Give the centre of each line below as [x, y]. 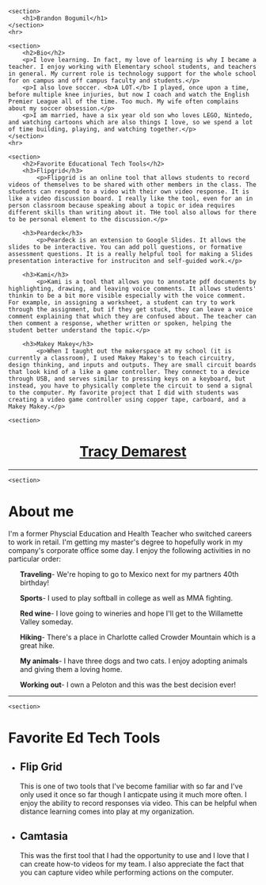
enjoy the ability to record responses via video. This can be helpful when [138, 803]
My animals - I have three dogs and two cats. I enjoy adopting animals [133, 661]
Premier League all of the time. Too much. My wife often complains [123, 101]
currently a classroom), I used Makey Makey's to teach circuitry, [122, 358]
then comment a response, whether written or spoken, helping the [120, 323]
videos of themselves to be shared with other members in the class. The [133, 185]
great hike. [37, 645]
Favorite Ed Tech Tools [84, 738]
